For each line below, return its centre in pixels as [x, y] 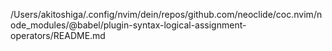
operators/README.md [58, 35]
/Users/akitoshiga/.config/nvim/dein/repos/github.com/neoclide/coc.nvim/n [166, 14]
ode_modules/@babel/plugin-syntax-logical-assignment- [128, 25]
